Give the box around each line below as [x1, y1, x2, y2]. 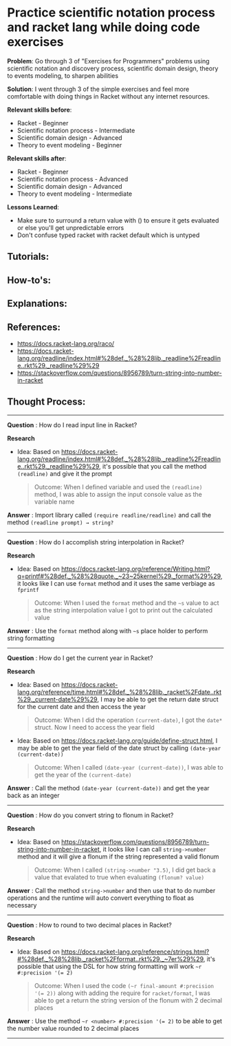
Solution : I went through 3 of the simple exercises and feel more [7, 85, 190, 93]
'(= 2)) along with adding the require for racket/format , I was [34, 989, 211, 997]
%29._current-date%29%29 [16, 695, 98, 704]
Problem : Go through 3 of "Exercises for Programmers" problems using [7, 57, 210, 65]
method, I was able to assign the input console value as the [34, 490, 203, 498]
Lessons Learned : [7, 203, 60, 211]
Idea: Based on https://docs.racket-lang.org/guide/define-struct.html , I [16, 736, 218, 745]
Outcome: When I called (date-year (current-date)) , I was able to [34, 763, 223, 771]
